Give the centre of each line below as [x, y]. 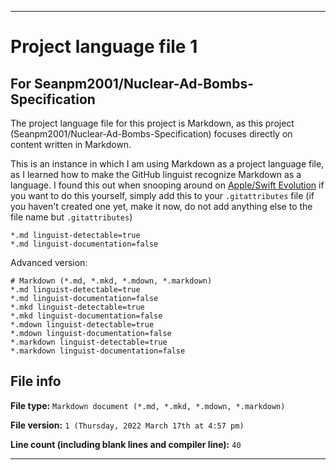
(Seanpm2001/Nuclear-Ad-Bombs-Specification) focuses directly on [151, 134]
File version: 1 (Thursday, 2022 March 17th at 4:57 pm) [127, 425]
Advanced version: [49, 262]
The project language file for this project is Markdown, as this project [152, 123]
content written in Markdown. [71, 144]
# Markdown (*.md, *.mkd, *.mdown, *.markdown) [111, 281]
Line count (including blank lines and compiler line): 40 [126, 444]
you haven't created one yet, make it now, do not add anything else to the [161, 206]
